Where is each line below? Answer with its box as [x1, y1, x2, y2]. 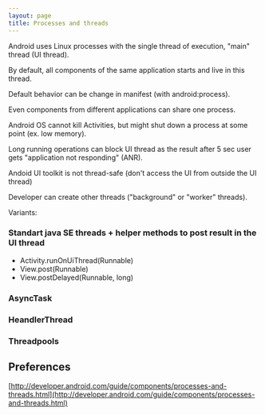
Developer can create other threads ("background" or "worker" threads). [8, 192, 247, 202]
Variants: [8, 207, 38, 217]
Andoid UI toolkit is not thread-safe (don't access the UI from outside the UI [8, 168, 257, 178]
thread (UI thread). [8, 50, 69, 59]
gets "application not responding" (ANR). [8, 153, 144, 162]
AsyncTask [8, 293, 53, 304]
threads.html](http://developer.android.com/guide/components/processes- [8, 389, 255, 400]
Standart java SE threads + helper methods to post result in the [8, 227, 257, 238]
